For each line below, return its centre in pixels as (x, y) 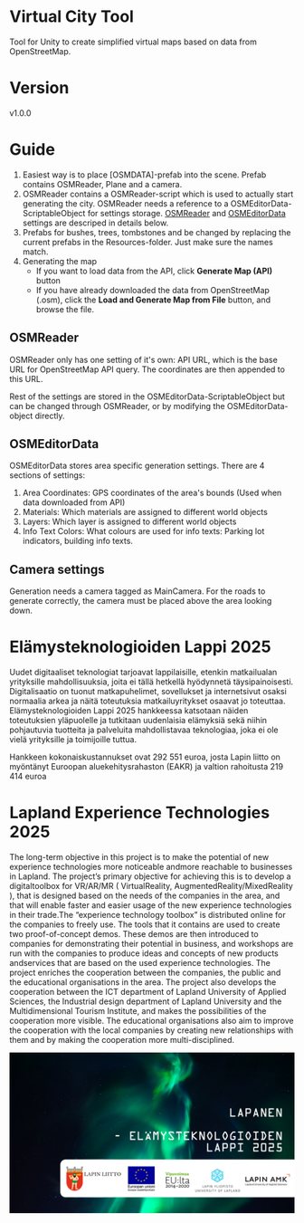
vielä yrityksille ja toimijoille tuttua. (73, 740)
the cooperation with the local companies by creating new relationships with (152, 1030)
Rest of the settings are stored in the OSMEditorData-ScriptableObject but (147, 397)
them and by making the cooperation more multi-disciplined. (122, 1040)
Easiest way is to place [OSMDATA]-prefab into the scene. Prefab (144, 175)
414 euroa (28, 777)
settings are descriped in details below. (95, 223)
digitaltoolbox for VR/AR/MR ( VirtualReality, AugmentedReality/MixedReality (152, 886)
